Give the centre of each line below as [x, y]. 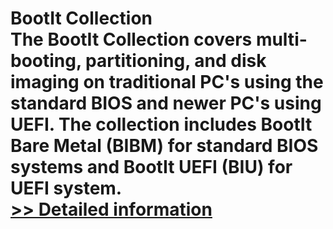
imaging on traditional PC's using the [167, 82]
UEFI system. [66, 188]
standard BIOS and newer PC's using [166, 103]
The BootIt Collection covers [131, 39]
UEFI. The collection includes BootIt [161, 124]
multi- [281, 39]
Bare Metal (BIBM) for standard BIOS [164, 146]
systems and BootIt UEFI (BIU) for [151, 167]
